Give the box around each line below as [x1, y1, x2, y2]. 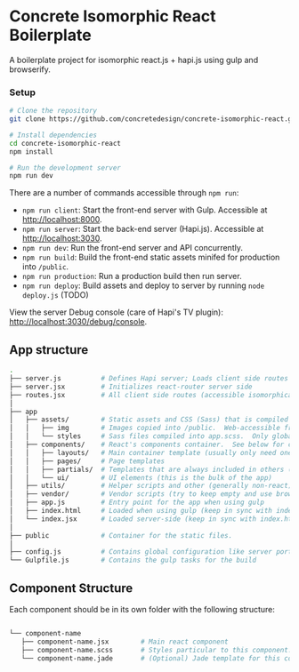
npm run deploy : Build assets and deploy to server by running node [21, 280, 265, 291]
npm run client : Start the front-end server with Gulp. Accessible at [21, 204, 268, 215]
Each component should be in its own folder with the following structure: [9, 604, 276, 614]
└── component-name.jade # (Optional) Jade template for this [20, 653, 280, 663]
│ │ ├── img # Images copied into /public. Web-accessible [9, 424, 280, 433]
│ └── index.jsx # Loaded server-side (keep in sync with [9, 514, 256, 524]
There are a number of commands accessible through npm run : [9, 188, 239, 198]
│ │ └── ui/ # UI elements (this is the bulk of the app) [9, 473, 273, 482]
